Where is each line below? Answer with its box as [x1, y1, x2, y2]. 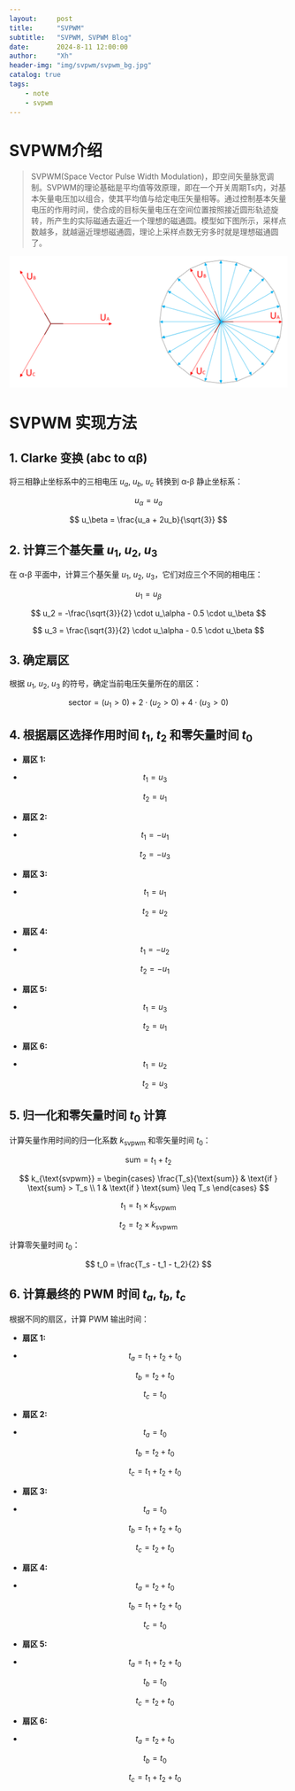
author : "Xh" [9, 51, 73, 61]
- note [25, 89, 49, 97]
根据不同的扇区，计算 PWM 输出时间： [9, 1314, 150, 1324]
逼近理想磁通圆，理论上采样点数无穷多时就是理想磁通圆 [77, 227, 279, 237]
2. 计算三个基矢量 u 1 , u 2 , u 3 [9, 542, 158, 560]
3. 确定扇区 [9, 653, 70, 668]
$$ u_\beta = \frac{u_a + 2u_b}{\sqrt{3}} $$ [69, 515, 228, 525]
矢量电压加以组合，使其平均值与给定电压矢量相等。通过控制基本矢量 [38, 193, 287, 204]
